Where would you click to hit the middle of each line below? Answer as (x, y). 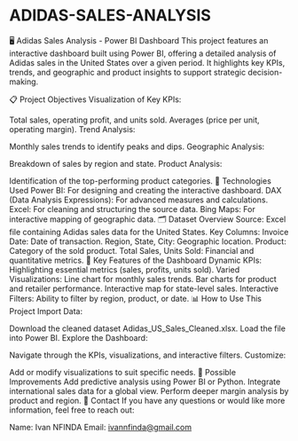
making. (24, 82)
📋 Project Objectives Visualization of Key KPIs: (95, 99)
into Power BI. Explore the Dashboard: (78, 337)
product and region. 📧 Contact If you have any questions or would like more (147, 400)
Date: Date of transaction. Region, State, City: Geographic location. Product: (148, 241)
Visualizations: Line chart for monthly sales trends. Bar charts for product (143, 279)
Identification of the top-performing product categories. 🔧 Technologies (141, 181)
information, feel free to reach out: (72, 410)
